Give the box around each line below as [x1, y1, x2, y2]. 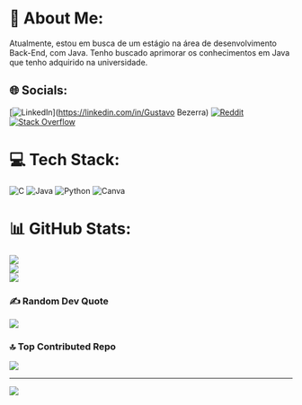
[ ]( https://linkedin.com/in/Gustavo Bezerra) [9, 107, 209, 118]
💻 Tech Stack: [9, 149, 120, 170]
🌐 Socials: [9, 83, 68, 98]
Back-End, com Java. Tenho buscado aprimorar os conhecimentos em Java [9, 47, 290, 57]
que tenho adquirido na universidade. [9, 57, 148, 67]
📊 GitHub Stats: [9, 218, 132, 239]
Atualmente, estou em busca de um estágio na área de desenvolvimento [9, 38, 277, 48]
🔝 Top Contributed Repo [9, 340, 117, 353]
